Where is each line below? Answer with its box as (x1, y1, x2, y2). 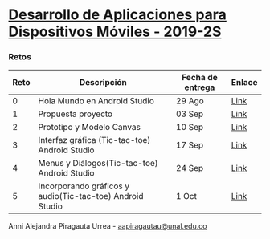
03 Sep (175, 108, 204, 119)
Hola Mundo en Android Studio (38, 95, 154, 107)
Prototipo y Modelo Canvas (38, 122, 141, 133)
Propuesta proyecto (38, 108, 113, 119)
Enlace (231, 77, 258, 88)
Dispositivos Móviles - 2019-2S (8, 22, 222, 41)
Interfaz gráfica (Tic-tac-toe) (38, 135, 151, 146)
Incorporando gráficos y (38, 180, 130, 192)
